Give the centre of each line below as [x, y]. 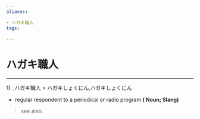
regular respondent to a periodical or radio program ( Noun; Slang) [97, 100]
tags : [13, 28]
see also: [32, 111]
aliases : [17, 12]
